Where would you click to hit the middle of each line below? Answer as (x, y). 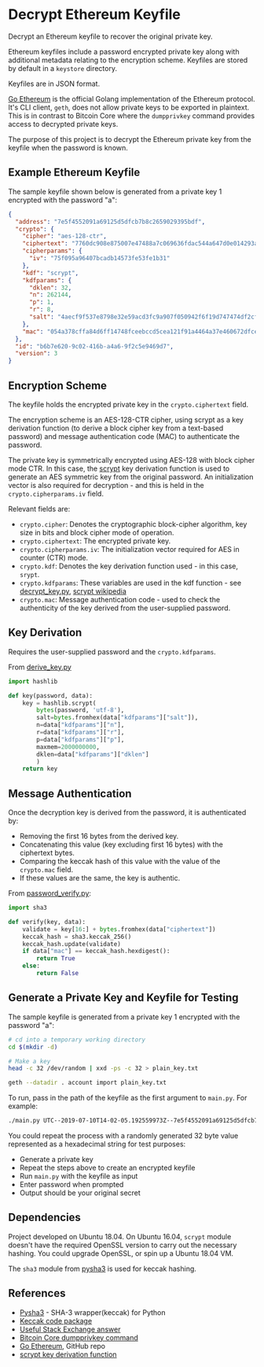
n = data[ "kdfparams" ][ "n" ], (81, 725)
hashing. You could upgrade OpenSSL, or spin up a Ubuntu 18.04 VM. (121, 1253)
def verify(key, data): (47, 922)
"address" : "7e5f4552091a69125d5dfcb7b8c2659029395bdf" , (110, 222)
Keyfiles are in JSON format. (54, 84)
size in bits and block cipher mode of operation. (97, 532)
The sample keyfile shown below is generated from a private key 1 (115, 192)
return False (58, 974)
